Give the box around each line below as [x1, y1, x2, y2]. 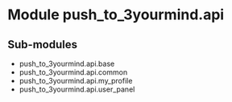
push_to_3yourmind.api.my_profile [19, 76, 133, 85]
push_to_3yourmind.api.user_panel [19, 84, 135, 94]
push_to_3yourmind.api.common [19, 67, 128, 77]
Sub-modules [7, 38, 78, 51]
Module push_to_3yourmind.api [7, 6, 225, 24]
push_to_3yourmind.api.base [19, 59, 115, 68]
